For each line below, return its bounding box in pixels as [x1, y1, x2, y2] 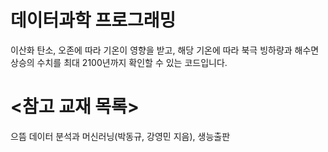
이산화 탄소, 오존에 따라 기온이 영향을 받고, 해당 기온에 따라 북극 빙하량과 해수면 [10, 44, 320, 56]
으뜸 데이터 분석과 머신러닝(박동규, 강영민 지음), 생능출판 [10, 130, 231, 142]
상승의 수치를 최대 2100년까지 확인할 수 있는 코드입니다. [10, 56, 228, 68]
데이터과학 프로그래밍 [10, 9, 177, 32]
